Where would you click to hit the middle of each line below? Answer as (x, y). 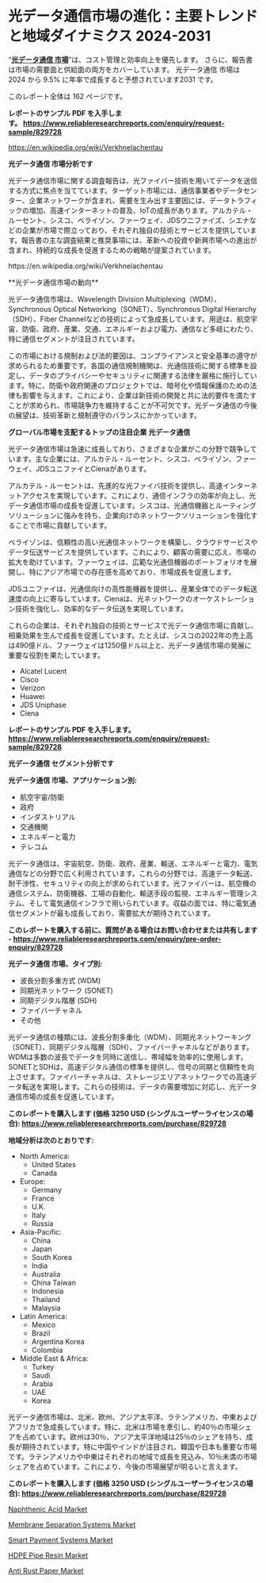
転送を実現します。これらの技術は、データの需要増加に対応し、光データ (139, 1086)
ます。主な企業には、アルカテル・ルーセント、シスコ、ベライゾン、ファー (135, 459)
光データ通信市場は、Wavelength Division (76, 299)
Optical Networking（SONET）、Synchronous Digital (138, 309)
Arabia (42, 1383)
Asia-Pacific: (40, 1231)
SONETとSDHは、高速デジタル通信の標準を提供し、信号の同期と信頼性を (128, 1066)
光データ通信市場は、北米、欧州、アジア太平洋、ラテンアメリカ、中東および (133, 1416)
